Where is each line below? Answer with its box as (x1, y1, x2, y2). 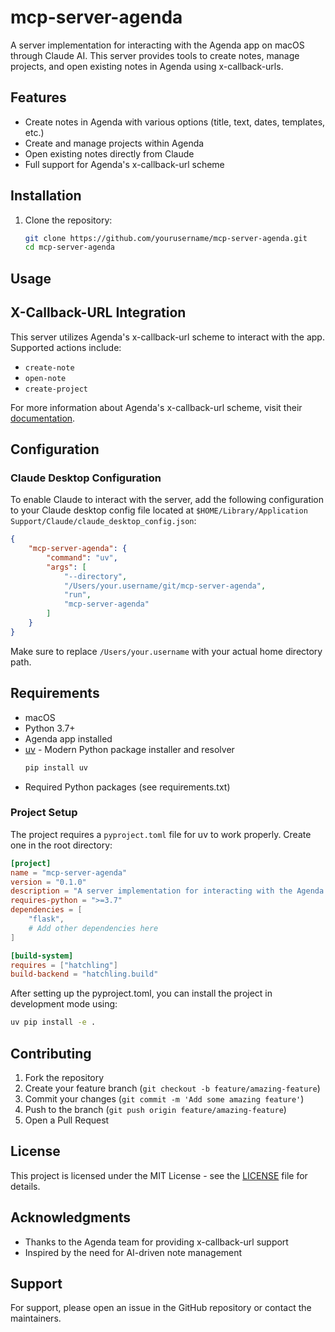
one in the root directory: (10, 839, 113, 851)
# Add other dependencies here (28, 923, 159, 933)
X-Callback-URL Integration (10, 304, 187, 321)
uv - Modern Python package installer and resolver (24, 743, 235, 755)
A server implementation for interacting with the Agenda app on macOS (10, 39, 305, 51)
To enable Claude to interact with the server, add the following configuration (10, 494, 325, 506)
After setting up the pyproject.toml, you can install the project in (10, 987, 273, 1000)
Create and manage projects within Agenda (24, 137, 205, 149)
